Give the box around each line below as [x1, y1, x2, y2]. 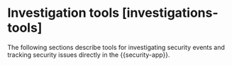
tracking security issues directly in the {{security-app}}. [7, 51, 170, 59]
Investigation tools [7, 5, 119, 21]
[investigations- [121, 5, 219, 21]
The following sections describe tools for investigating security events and [7, 43, 226, 51]
